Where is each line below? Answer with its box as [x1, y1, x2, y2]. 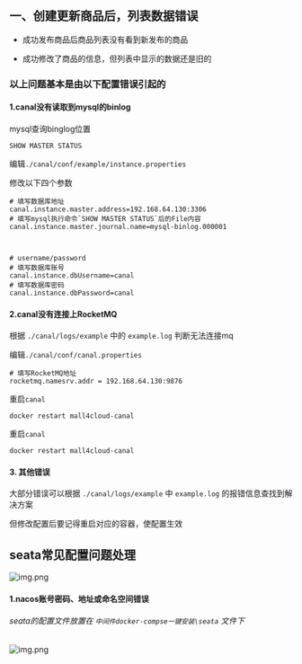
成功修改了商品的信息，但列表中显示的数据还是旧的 [22, 53, 212, 64]
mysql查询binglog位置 [9, 123, 92, 134]
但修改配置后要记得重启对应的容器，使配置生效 [9, 518, 182, 529]
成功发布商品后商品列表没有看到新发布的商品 [22, 34, 189, 45]
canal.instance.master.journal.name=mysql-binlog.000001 [9, 222, 227, 231]
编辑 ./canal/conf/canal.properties [9, 350, 142, 360]
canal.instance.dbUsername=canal [9, 270, 135, 280]
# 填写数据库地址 [9, 197, 65, 206]
